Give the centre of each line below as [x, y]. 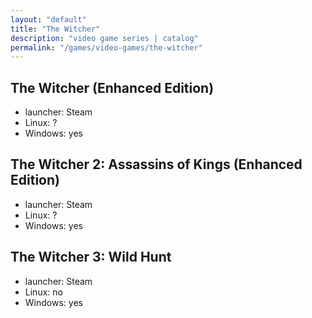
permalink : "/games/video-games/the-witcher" [106, 47]
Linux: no [43, 292]
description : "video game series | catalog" [104, 38]
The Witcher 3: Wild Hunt [91, 257]
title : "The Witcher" [55, 29]
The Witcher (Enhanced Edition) [112, 87]
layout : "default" [48, 19]
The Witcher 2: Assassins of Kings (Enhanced [156, 164]
